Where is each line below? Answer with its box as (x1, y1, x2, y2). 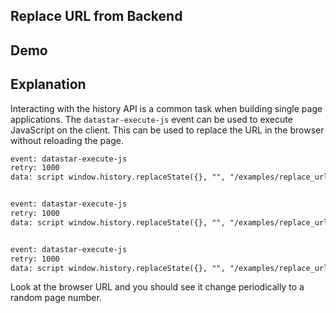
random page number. (10, 292, 102, 304)
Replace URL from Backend (10, 8, 183, 25)
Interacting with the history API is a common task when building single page (10, 102, 323, 114)
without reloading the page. (10, 134, 124, 146)
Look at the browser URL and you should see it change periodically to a (10, 281, 305, 293)
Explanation (10, 76, 87, 93)
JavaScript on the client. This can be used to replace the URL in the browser (10, 124, 325, 136)
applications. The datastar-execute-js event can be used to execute (10, 113, 293, 125)
